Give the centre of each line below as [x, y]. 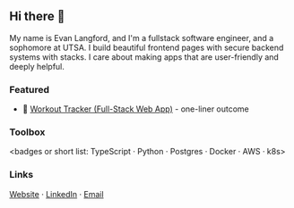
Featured [30, 89]
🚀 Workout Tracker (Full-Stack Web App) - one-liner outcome [135, 109]
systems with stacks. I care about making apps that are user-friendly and [144, 57]
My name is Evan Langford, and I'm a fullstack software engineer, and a [142, 37]
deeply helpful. [37, 66]
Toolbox [27, 132]
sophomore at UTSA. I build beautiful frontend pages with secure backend [147, 47]
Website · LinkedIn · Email [57, 194]
